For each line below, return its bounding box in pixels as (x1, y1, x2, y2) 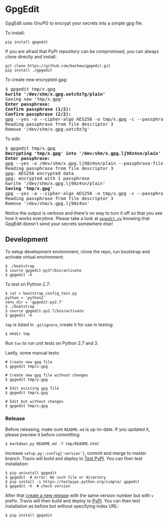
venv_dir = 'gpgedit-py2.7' (5, 299, 64, 304)
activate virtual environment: (5, 254, 64, 260)
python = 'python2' (5, 295, 46, 300)
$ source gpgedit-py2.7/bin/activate (5, 308, 84, 313)
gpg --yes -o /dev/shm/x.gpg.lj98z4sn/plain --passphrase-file (5, 160, 163, 166)
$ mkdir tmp (5, 331, 30, 336)
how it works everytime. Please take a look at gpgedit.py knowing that (5, 215, 150, 221)
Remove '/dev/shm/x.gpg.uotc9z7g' (5, 126, 90, 132)
